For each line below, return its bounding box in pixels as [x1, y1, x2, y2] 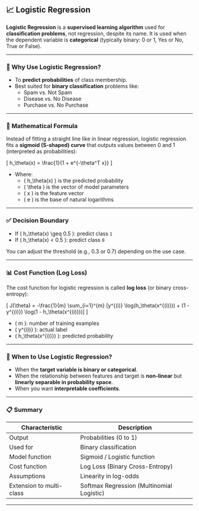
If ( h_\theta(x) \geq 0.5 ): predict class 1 [14, 230, 113, 237]
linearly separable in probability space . [14, 379, 114, 386]
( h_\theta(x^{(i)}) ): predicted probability [14, 333, 114, 339]
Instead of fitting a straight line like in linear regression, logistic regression [6, 135, 187, 142]
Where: [14, 171, 33, 178]
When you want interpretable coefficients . [14, 385, 120, 392]
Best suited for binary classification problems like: [14, 82, 139, 90]
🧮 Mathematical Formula [6, 122, 78, 130]
